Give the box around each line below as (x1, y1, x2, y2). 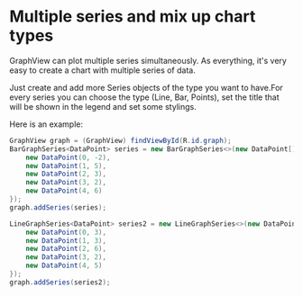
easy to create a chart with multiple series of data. (9, 65, 196, 76)
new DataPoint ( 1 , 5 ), (25, 161, 106, 170)
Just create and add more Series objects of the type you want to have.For (9, 82, 284, 93)
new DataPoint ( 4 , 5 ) (25, 261, 103, 271)
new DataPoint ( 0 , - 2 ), (25, 153, 111, 162)
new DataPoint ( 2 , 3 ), (25, 169, 106, 179)
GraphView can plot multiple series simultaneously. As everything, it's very (9, 55, 287, 66)
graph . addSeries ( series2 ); (9, 277, 111, 287)
